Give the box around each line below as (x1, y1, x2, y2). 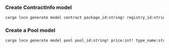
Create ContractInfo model (5, 4, 72, 11)
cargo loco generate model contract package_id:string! (5, 15, 125, 20)
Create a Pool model (5, 27, 55, 34)
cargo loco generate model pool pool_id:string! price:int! (5, 38, 134, 43)
